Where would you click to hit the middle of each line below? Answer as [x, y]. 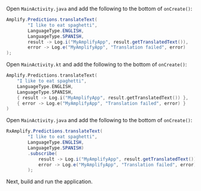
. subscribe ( [43, 153]
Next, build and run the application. [49, 181]
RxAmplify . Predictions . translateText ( [54, 131]
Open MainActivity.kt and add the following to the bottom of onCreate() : [97, 65]
